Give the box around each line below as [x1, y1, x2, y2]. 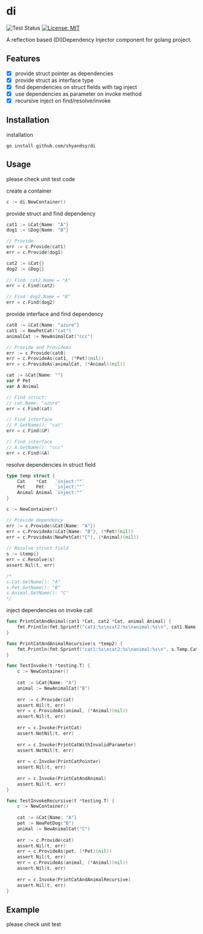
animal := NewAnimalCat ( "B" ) [17, 685, 91, 692]
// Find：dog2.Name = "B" [6, 294, 71, 300]
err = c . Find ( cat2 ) [6, 283, 56, 289]
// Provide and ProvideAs [6, 344, 71, 350]
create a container [6, 187, 52, 195]
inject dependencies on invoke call [6, 607, 92, 614]
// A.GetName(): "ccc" [6, 444, 63, 450]
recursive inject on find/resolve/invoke [14, 97, 111, 104]
